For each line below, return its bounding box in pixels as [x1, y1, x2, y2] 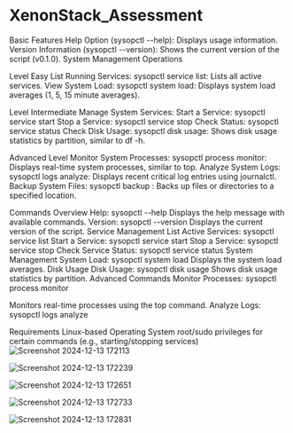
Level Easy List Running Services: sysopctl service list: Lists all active [9, 70, 263, 81]
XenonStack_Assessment [9, 5, 204, 26]
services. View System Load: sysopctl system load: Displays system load [9, 80, 276, 91]
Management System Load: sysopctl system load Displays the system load [9, 254, 282, 264]
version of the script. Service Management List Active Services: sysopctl [9, 225, 274, 236]
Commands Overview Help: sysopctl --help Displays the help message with [9, 207, 285, 217]
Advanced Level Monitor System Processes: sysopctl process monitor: [9, 152, 267, 162]
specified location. [9, 190, 77, 201]
